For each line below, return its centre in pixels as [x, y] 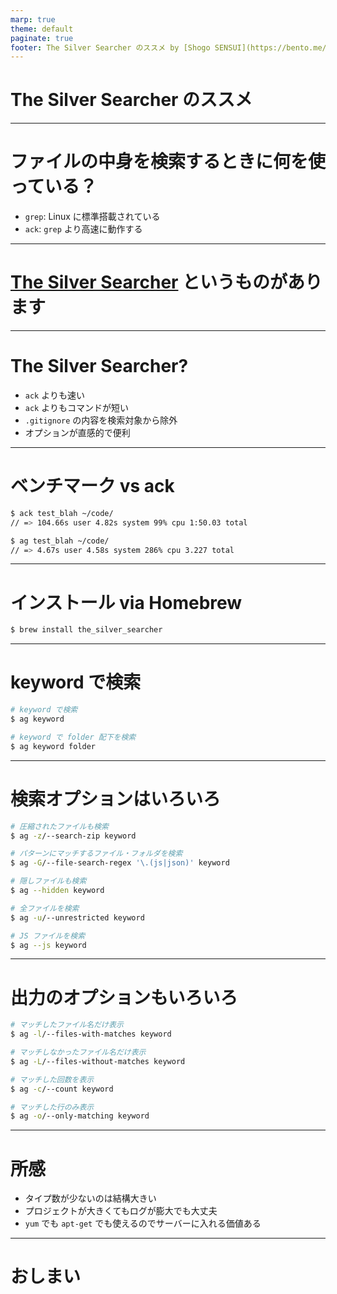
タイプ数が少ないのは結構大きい [90, 1198]
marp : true [33, 19]
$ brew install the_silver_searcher [86, 630]
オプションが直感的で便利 [77, 432]
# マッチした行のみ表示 [52, 1107]
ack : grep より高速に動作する [83, 229]
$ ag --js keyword [48, 945]
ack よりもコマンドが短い [76, 407]
